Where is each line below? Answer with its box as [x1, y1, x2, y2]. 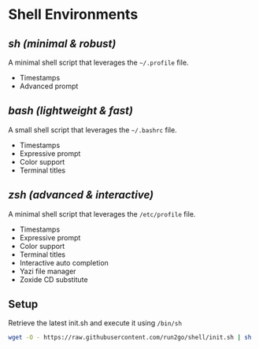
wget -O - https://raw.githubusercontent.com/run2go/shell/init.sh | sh [8, 333, 252, 342]
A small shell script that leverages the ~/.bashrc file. [8, 124, 177, 135]
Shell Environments [8, 6, 139, 24]
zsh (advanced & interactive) [8, 188, 154, 202]
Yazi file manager [19, 266, 76, 276]
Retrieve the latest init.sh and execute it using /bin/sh [8, 318, 183, 328]
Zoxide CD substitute [19, 274, 88, 284]
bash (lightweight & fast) [8, 104, 134, 117]
